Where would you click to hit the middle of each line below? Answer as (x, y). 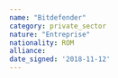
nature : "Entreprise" (50, 34)
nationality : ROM (42, 43)
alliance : (28, 51)
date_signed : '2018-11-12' (60, 59)
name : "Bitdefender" (48, 17)
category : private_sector (58, 26)
